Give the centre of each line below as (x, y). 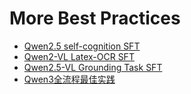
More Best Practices (95, 18)
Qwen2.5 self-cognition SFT (82, 46)
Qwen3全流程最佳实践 (69, 79)
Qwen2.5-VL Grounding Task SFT (93, 67)
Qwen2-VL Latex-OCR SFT (79, 56)
